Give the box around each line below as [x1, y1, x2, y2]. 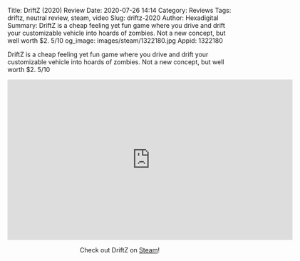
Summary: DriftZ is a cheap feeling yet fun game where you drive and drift [7, 21, 226, 29]
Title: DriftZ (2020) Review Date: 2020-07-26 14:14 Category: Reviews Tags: [7, 6, 232, 14]
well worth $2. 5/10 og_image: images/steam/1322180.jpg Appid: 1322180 [7, 36, 223, 45]
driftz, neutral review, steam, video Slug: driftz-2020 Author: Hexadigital [7, 14, 219, 22]
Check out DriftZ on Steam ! [79, 246, 160, 254]
